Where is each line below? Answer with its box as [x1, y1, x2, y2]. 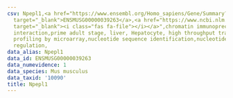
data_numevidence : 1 [7, 61, 67, 68]
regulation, [13, 42, 49, 49]
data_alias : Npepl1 [7, 49, 64, 56]
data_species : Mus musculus [7, 68, 89, 75]
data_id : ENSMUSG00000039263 [7, 55, 92, 62]
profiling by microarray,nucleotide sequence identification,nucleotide [13, 36, 228, 43]
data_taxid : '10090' [7, 74, 67, 81]
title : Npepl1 [7, 81, 49, 88]
